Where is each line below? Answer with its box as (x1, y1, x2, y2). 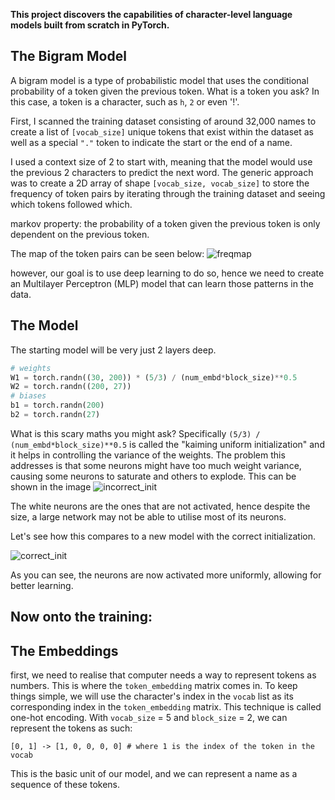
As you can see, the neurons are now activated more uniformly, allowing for (10, 569, 322, 581)
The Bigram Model (10, 48, 127, 65)
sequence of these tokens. (10, 779, 121, 791)
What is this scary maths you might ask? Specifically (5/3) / (10, 427, 261, 439)
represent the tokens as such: (10, 722, 133, 734)
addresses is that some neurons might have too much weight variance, (10, 459, 302, 471)
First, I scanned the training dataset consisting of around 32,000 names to (10, 115, 317, 127)
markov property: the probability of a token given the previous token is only (10, 217, 321, 229)
